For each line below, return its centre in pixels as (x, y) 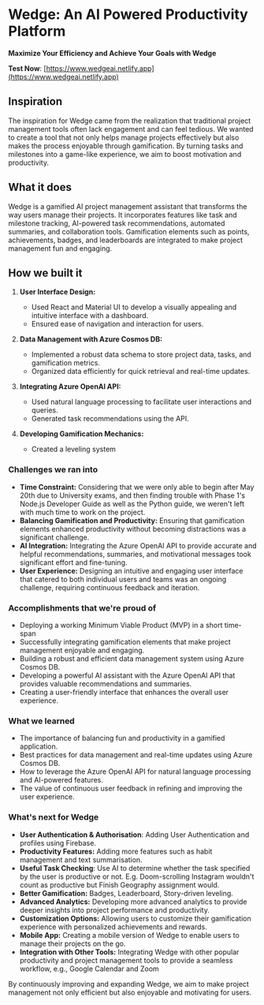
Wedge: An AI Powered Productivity (128, 15)
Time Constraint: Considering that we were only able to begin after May (137, 487)
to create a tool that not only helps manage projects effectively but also (124, 137)
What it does (40, 187)
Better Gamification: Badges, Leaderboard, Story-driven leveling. (126, 893)
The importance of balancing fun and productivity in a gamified (122, 738)
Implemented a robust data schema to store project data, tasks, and (141, 355)
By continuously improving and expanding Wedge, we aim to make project (129, 984)
